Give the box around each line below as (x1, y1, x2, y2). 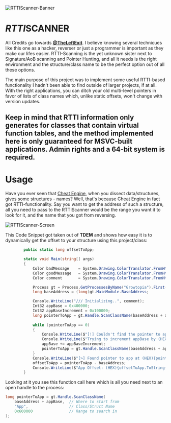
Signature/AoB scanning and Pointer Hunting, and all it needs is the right (5, 56, 157, 62)
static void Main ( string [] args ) (23, 256, 95, 262)
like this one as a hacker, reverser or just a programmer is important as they (5, 45, 164, 51)
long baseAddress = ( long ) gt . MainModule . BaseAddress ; (32, 289, 149, 295)
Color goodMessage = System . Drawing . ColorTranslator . (32, 271, 154, 276)
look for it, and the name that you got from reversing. (5, 212, 116, 218)
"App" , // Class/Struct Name (14, 404, 115, 409)
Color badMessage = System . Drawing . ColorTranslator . (32, 266, 154, 271)
